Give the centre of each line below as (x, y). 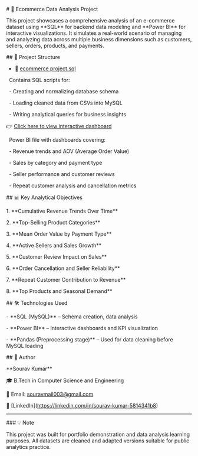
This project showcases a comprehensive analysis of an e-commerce (90, 20)
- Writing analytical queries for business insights (67, 114)
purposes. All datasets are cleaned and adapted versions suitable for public (98, 441)
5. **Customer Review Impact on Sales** (57, 257)
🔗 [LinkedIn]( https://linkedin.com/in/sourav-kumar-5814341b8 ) (82, 405)
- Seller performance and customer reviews (62, 174)
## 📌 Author (21, 357)
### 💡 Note (20, 423)
